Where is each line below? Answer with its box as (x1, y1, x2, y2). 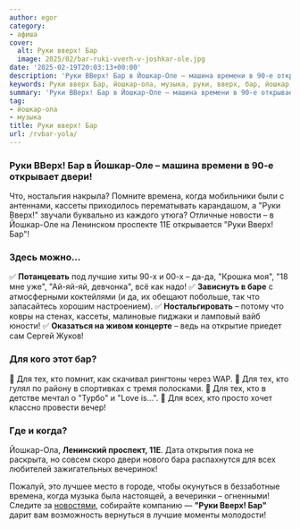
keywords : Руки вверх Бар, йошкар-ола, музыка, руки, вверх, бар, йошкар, (9, 80, 294, 89)
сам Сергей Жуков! (9, 330, 84, 341)
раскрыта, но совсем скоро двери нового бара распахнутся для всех (9, 454, 277, 465)
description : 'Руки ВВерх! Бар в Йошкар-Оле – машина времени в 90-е (9, 72, 274, 81)
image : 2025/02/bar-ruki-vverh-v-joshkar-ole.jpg (17, 55, 205, 64)
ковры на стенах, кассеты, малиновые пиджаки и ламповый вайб (9, 311, 261, 322)
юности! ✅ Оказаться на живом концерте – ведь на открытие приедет (9, 320, 282, 331)
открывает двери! (9, 170, 93, 183)
